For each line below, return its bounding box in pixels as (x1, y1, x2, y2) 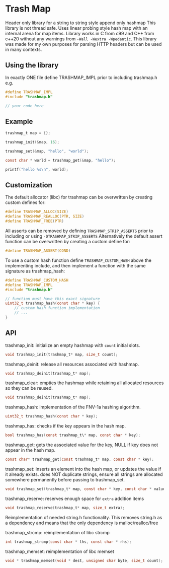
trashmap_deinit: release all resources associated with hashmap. (5, 361, 139, 367)
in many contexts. (5, 46, 42, 52)
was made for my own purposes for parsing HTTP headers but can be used (5, 41, 162, 47)
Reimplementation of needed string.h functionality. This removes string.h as (5, 514, 162, 520)
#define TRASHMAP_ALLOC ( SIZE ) (5, 209, 69, 215)
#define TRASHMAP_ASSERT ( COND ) (5, 248, 71, 253)
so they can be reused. (5, 385, 53, 391)
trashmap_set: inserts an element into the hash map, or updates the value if (5, 466, 161, 472)
